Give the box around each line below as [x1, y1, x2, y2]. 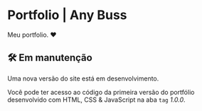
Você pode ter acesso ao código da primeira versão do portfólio [7, 88, 195, 96]
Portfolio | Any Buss [7, 7, 127, 23]
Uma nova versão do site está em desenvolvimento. [7, 74, 159, 83]
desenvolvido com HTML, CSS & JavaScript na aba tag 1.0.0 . [7, 95, 186, 104]
